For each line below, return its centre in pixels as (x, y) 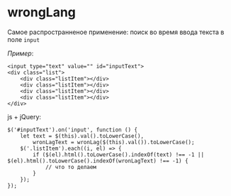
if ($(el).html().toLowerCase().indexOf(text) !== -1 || (118, 154)
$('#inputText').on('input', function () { (73, 130)
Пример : (21, 53)
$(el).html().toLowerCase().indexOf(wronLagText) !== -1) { (98, 160)
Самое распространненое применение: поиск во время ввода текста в (116, 32)
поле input (24, 39)
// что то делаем (71, 167)
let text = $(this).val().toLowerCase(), (82, 136)
